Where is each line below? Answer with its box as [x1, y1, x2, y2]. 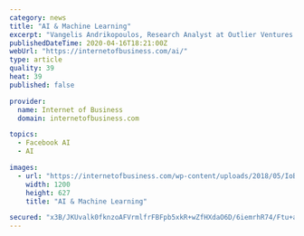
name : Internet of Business [17, 105, 124, 114]
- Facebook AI [17, 138, 71, 147]
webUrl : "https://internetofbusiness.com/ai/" [9, 47, 188, 56]
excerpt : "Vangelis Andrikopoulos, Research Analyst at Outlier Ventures [9, 30, 294, 39]
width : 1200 [25, 180, 71, 189]
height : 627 [25, 188, 71, 197]
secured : [9, 213, 43, 222]
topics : [9, 130, 39, 139]
